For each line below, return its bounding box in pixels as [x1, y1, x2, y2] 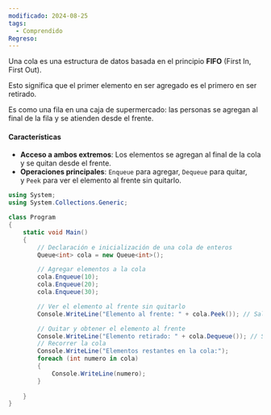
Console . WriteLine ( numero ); [51, 369, 147, 378]
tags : [8, 19, 27, 27]
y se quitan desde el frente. [19, 158, 111, 168]
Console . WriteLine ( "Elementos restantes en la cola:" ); [37, 347, 229, 355]
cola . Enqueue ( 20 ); [37, 280, 99, 289]
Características [8, 132, 62, 141]
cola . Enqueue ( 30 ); [37, 288, 99, 296]
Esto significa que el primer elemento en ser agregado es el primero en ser [8, 81, 257, 90]
